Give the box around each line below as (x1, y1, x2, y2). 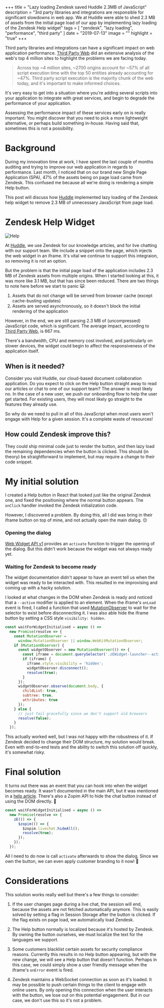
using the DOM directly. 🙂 (5, 798, 57, 804)
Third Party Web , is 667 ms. (5, 328, 61, 334)
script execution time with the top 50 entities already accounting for (17, 70, 154, 75)
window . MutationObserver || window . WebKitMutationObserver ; (18, 638, 143, 643)
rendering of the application (12, 308, 68, 314)
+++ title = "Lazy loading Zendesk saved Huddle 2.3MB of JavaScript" (5, 4, 147, 10)
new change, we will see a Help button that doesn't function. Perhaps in (12, 957, 157, 962)
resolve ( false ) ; (18, 715, 51, 721)
